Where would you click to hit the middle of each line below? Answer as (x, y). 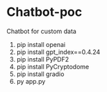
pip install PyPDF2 (43, 59)
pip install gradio (40, 74)
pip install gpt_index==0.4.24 (58, 52)
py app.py (31, 81)
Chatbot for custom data (42, 31)
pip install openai (41, 44)
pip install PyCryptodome (53, 66)
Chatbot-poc (44, 12)
